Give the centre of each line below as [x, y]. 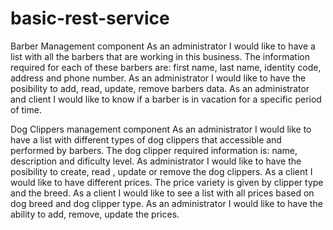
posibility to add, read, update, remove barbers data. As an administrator [160, 88]
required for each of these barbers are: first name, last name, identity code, [166, 67]
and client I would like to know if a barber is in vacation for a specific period [166, 99]
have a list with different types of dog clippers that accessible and [146, 139]
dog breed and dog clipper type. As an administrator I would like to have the [166, 203]
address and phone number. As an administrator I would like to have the [158, 78]
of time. [26, 109]
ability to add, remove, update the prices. [95, 214]
